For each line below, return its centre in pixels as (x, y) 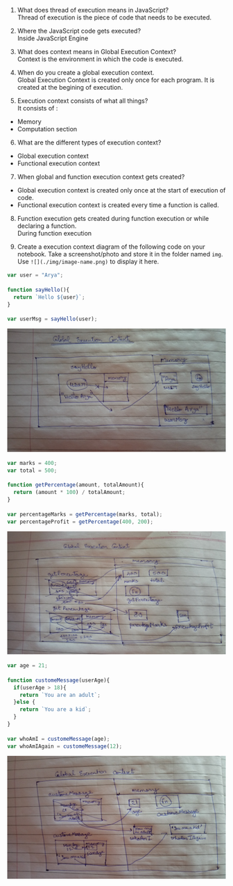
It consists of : (37, 108)
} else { (25, 702)
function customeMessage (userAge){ (59, 680)
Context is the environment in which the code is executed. (100, 59)
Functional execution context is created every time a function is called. (118, 205)
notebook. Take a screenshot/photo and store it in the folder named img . (120, 254)
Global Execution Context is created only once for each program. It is (116, 80)
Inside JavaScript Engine (53, 38)
